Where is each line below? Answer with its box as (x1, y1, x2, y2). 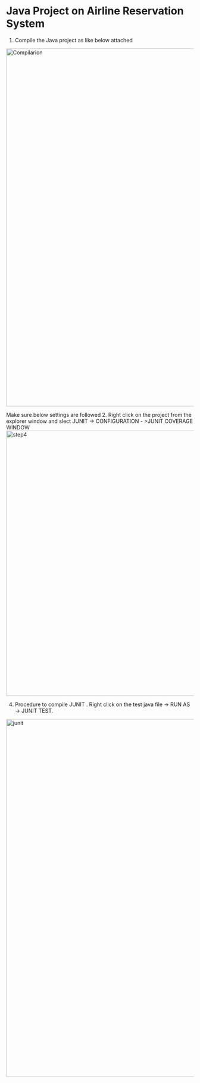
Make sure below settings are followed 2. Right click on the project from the (6, 411, 192, 418)
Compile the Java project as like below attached (14, 36, 133, 44)
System (6, 17, 45, 30)
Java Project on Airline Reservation (6, 4, 184, 18)
